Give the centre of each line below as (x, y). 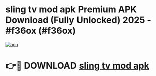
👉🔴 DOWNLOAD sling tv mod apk (77, 66)
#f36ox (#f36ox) (41, 31)
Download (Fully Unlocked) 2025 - (79, 20)
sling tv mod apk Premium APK (71, 9)
